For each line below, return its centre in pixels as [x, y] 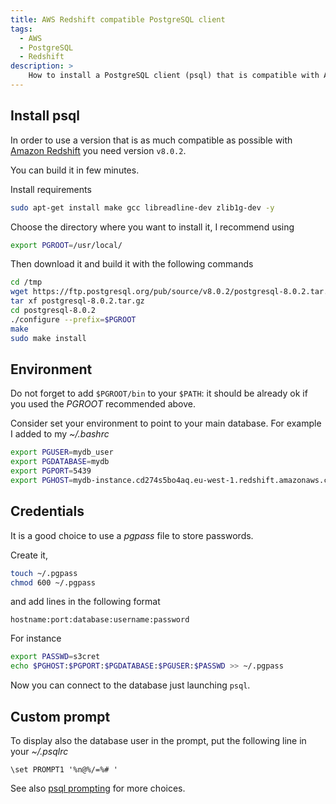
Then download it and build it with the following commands [132, 264]
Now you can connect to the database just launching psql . [130, 685]
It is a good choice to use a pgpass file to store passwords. [132, 535]
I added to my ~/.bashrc [60, 434]
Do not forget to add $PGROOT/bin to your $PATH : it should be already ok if [159, 393]
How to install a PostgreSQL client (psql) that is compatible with [174, 76]
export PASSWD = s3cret [55, 657]
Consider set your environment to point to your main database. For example [166, 423]
